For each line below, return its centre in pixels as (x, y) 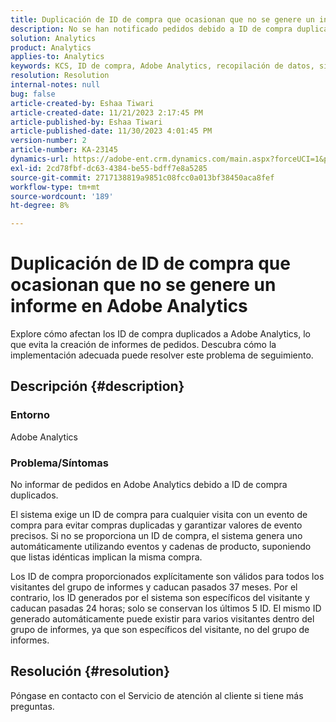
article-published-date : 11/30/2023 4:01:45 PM (111, 131)
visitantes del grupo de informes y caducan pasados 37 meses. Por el (154, 587)
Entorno (30, 415)
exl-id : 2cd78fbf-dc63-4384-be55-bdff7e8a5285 (109, 168)
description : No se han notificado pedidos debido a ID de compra (151, 29)
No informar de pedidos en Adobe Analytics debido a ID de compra (149, 485)
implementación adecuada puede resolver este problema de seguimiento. (162, 355)
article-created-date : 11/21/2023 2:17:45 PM (106, 112)
